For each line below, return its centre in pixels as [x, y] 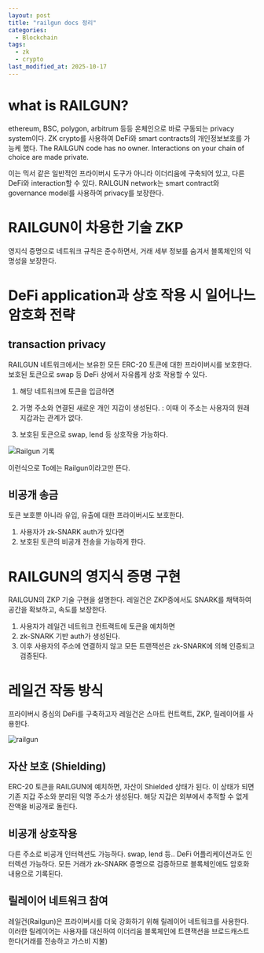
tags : [17, 45]
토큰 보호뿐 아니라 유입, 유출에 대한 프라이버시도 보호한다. [96, 515]
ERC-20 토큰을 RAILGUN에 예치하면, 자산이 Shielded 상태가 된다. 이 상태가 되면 [131, 787]
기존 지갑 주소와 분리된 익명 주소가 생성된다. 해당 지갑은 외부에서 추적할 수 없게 [128, 796]
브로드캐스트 [230, 931]
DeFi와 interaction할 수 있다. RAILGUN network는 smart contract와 [114, 183]
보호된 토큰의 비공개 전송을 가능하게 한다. [82, 542]
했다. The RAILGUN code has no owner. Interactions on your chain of [134, 148]
